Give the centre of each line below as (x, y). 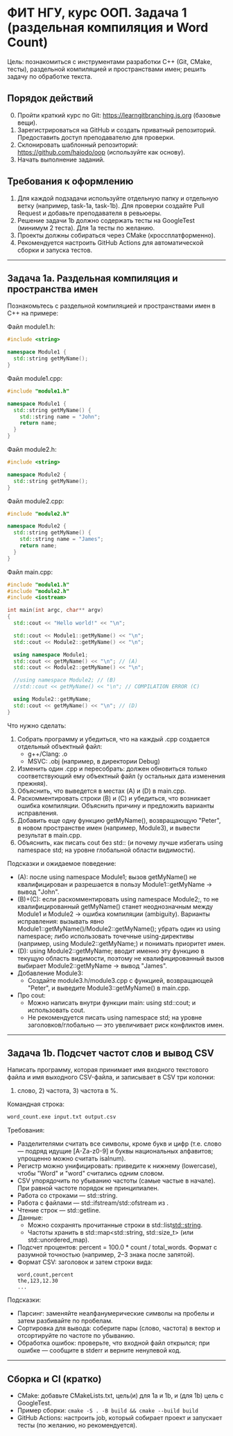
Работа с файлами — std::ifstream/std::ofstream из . (93, 1203)
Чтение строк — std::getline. (59, 1210)
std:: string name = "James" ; (62, 539)
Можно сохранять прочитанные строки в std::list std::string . (115, 1225)
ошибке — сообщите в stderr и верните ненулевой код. (99, 1350)
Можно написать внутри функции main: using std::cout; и (112, 1002)
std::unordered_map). (59, 1240)
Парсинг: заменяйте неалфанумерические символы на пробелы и (116, 1313)
